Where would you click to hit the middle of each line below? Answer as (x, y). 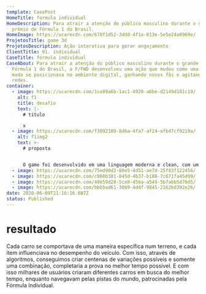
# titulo (34, 115)
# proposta (36, 148)
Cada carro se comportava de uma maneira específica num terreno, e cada (101, 246)
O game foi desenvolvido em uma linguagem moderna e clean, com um (111, 165)
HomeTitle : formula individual (46, 18)
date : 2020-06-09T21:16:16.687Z (48, 194)
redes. (20, 80)
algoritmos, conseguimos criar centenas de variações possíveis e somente (101, 259)
